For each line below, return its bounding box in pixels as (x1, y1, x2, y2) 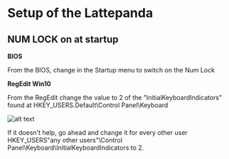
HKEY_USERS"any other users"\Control (7, 136, 123, 144)
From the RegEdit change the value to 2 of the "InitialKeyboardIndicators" (7, 94, 223, 102)
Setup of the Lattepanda (7, 5, 154, 21)
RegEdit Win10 (7, 79, 51, 88)
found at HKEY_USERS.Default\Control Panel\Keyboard (7, 101, 169, 109)
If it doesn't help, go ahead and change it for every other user (7, 128, 188, 136)
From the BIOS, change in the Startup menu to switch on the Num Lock (7, 66, 215, 74)
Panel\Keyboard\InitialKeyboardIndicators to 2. (7, 143, 144, 152)
